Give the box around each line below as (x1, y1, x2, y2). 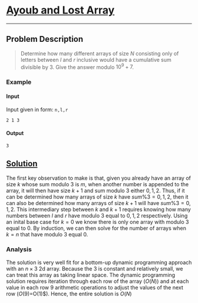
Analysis (6, 245, 32, 253)
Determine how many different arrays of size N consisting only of (20, 50, 179, 57)
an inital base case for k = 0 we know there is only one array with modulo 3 (6, 218, 189, 225)
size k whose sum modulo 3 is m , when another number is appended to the (6, 180, 189, 187)
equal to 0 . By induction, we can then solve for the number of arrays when (6, 225, 187, 232)
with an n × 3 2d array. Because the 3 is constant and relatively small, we (6, 265, 183, 272)
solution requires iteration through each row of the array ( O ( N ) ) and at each (6, 278, 189, 285)
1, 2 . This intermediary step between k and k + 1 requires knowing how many (6, 206, 192, 213)
